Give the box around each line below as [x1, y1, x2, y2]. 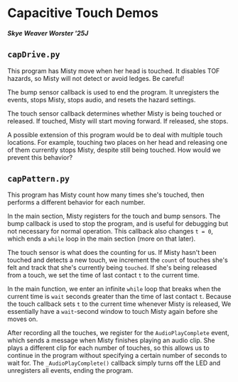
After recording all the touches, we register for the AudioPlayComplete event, [7, 329, 229, 337]
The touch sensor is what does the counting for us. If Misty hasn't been [7, 249, 217, 257]
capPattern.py [7, 173, 70, 184]
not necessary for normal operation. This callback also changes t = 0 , [7, 227, 213, 236]
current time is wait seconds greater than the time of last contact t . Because [7, 293, 232, 301]
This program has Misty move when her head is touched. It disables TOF [7, 66, 220, 75]
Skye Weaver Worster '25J [7, 28, 89, 37]
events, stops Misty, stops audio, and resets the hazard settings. [7, 95, 196, 104]
